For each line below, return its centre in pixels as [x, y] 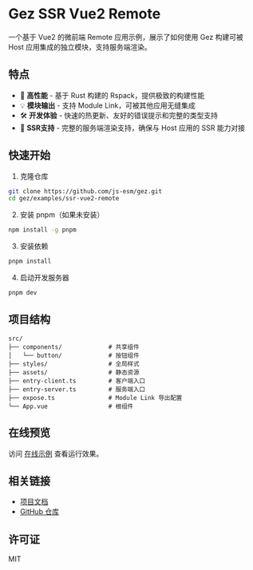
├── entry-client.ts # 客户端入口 [77, 381]
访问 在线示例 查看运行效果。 [56, 453]
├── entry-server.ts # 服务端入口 [77, 389]
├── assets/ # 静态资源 [74, 372]
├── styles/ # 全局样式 [74, 364]
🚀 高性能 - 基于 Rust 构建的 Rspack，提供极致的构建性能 [112, 95]
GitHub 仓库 [40, 512]
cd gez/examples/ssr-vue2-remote [64, 199]
